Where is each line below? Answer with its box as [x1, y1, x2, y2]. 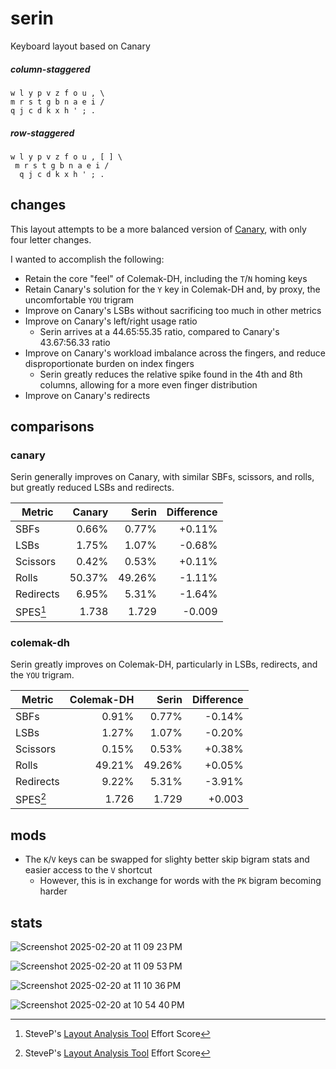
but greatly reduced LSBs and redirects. [10, 482, 175, 494]
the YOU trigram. [10, 669, 75, 681]
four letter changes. [10, 233, 92, 246]
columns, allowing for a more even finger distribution [39, 378, 258, 391]
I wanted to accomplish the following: [10, 253, 165, 265]
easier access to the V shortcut [24, 864, 153, 876]
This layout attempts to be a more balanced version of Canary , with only [10, 223, 307, 235]
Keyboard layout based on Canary [10, 40, 151, 52]
